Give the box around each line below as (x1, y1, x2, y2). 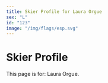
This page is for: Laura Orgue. (6, 71, 80, 78)
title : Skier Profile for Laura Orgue (6, 8, 102, 15)
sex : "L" (6, 14, 28, 20)
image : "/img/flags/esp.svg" (6, 25, 78, 31)
